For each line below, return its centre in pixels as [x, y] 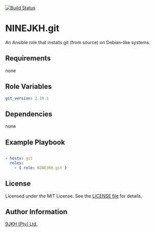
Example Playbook [35, 142]
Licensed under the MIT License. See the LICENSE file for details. [74, 196]
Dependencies [29, 114]
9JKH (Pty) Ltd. [21, 224]
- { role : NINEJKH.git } [41, 168]
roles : [17, 163]
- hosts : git [19, 158]
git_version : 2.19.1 [27, 98]
